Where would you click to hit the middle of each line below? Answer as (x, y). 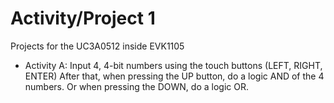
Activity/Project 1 (83, 18)
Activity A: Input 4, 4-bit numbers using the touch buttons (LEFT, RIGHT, (173, 65)
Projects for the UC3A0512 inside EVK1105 (97, 46)
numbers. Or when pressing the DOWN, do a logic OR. (136, 86)
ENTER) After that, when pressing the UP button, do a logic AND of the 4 (174, 76)
